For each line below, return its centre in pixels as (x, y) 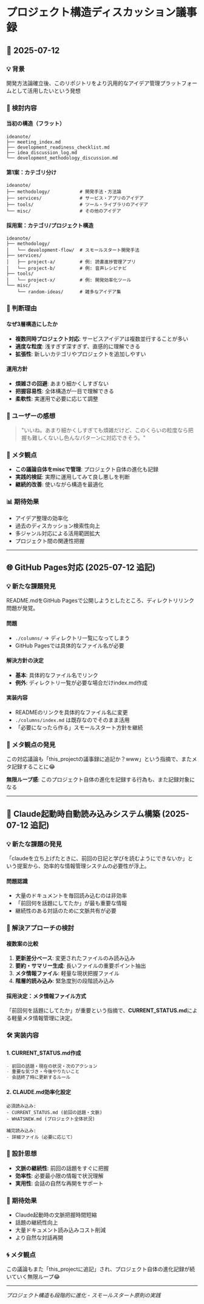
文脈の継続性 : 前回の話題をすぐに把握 (62, 1168)
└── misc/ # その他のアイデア (64, 211)
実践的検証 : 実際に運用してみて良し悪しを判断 (73, 477)
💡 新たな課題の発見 (34, 844)
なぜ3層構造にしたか (32, 324)
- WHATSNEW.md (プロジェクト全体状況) (51, 1119)
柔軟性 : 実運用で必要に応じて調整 (56, 399)
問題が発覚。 (22, 608)
